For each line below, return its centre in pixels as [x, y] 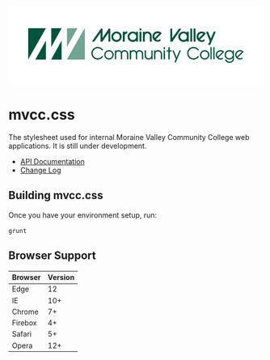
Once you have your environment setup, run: [83, 215]
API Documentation [52, 161]
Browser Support [53, 256]
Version [61, 277]
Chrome [25, 311]
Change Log [41, 170]
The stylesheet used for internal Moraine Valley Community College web [129, 137]
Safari [22, 334]
